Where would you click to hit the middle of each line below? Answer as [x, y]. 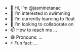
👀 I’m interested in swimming [40, 13]
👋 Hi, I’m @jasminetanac [35, 8]
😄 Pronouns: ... [26, 37]
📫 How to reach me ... [33, 30]
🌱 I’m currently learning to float [42, 19]
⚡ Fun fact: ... [24, 43]
